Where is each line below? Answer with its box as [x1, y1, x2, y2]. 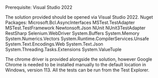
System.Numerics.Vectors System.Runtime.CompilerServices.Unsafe [5, 35, 149, 42]
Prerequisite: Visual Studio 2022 [5, 5, 72, 10]
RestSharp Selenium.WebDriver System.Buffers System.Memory [5, 30, 140, 36]
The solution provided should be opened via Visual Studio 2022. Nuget [5, 14, 153, 20]
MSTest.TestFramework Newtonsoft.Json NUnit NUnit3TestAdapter [5, 25, 146, 31]
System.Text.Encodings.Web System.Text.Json [5, 41, 104, 47]
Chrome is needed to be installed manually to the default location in [5, 62, 146, 67]
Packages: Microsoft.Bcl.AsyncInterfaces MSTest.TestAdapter [5, 20, 135, 25]
